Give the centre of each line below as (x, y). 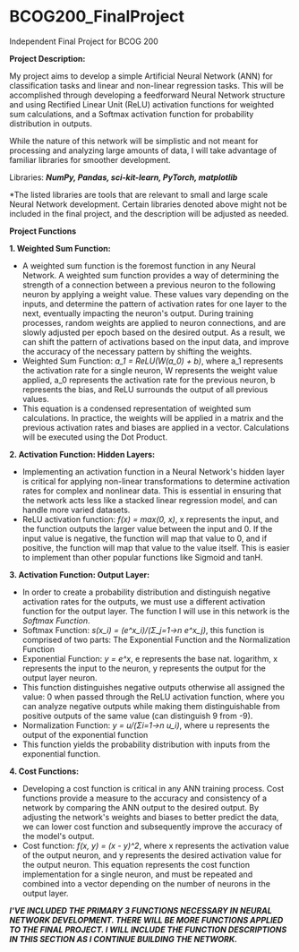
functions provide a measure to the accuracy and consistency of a (144, 798)
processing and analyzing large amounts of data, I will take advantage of (143, 150)
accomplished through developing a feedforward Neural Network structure (147, 95)
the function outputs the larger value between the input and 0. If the (147, 528)
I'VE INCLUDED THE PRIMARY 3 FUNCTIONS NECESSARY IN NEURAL (141, 910)
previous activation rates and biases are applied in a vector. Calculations (155, 427)
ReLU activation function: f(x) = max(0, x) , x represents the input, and (150, 519)
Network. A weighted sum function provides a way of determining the (150, 275)
